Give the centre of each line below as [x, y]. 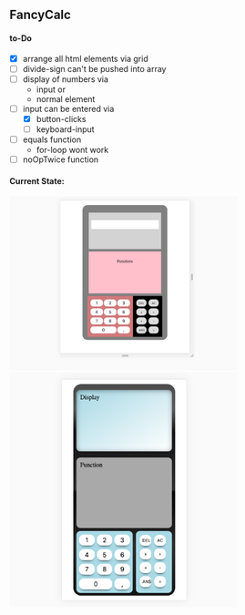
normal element [66, 98]
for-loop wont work [72, 150]
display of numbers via [66, 79]
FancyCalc [40, 15]
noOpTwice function [61, 159]
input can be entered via [68, 108]
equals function [52, 139]
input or [51, 89]
